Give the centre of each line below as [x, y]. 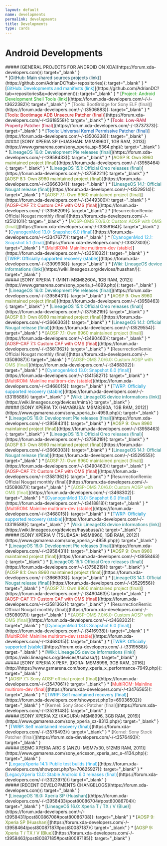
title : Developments [27, 24]
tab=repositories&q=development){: [42, 94]
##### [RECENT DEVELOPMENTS [41, 785]
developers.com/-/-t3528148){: [37, 711]
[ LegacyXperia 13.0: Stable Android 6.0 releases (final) [61, 774]
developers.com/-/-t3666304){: [38, 184]
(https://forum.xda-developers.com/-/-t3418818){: [57, 503]
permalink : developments [31, 19]
